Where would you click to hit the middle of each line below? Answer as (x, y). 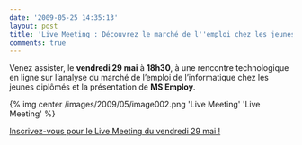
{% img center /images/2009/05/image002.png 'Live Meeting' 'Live (135, 105)
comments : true (38, 43)
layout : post (34, 26)
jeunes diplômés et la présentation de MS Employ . (102, 87)
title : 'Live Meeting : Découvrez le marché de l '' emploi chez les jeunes (152, 34)
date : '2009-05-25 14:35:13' (64, 17)
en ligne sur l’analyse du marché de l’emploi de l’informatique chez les (139, 78)
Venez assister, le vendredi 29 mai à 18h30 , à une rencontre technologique (149, 68)
